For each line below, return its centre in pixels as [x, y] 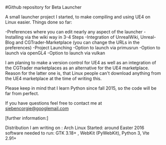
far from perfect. [22, 93]
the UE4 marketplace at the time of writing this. [53, 78]
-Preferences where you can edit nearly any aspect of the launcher [74, 32]
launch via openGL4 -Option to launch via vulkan [55, 53]
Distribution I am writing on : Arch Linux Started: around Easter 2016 [75, 128]
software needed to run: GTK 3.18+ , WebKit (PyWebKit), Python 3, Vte [78, 133]
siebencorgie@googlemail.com [37, 108]
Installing [14, 37]
